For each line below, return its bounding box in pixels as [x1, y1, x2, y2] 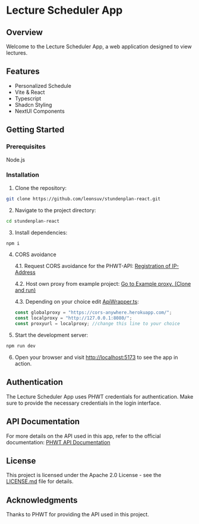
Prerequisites [6, 143, 46, 151]
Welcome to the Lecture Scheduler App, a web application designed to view [6, 43, 192, 50]
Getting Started [6, 125, 65, 135]
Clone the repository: [14, 184, 67, 191]
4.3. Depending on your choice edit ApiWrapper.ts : [14, 298, 139, 305]
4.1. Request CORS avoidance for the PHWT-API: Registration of [14, 263, 171, 270]
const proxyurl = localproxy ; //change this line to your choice [14, 321, 180, 327]
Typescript [14, 94, 42, 102]
